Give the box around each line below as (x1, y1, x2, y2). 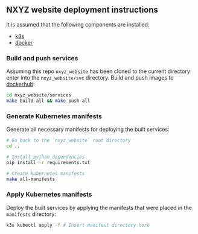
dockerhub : (6, 81, 35, 88)
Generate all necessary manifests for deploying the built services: (6, 126, 170, 133)
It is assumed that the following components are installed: (6, 21, 150, 28)
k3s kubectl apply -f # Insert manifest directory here (6, 222, 150, 228)
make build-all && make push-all (6, 98, 91, 104)
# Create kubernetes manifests (6, 170, 85, 177)
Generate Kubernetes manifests (6, 112, 103, 120)
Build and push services (6, 54, 78, 62)
